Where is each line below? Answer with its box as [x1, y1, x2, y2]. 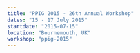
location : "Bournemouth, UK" [7, 29, 91, 36]
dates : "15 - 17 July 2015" [7, 17, 88, 23]
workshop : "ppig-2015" [7, 36, 72, 43]
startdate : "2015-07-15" [7, 23, 79, 30]
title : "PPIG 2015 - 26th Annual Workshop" [7, 10, 134, 17]
